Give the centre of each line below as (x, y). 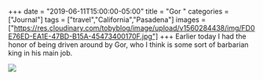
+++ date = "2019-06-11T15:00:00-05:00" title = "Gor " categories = (119, 11)
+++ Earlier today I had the (203, 36)
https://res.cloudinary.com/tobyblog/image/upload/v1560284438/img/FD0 (134, 28)
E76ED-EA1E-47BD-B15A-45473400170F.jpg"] (83, 36)
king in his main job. (40, 53)
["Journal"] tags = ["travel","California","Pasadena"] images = (107, 20)
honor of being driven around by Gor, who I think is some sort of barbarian (128, 45)
